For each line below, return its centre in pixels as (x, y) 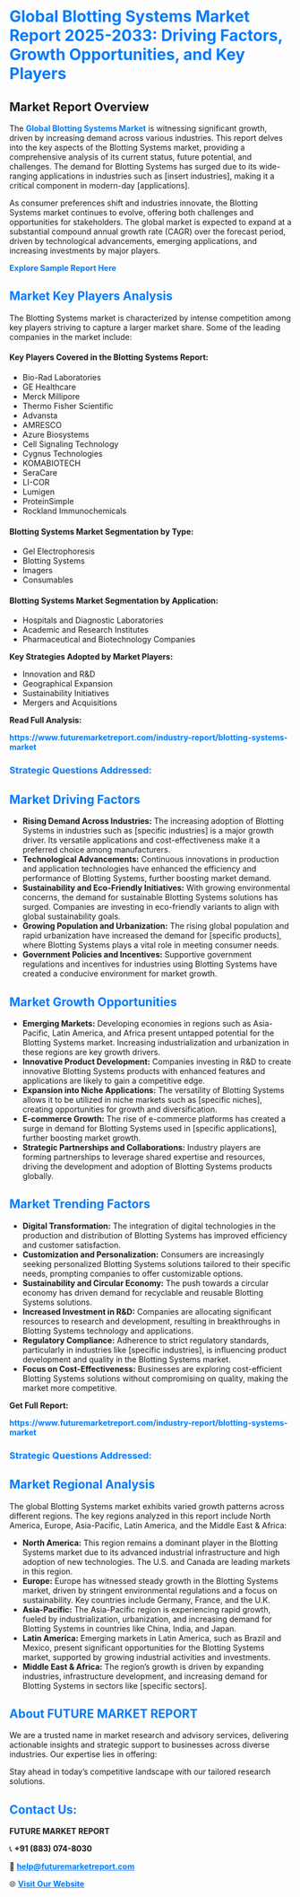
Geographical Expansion (68, 684)
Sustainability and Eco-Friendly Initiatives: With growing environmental (156, 888)
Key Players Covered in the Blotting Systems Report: (109, 357)
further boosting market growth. (81, 1138)
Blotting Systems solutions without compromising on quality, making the (155, 1378)
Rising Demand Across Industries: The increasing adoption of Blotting (153, 821)
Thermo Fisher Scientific (68, 406)
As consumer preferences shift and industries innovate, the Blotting (133, 203)
